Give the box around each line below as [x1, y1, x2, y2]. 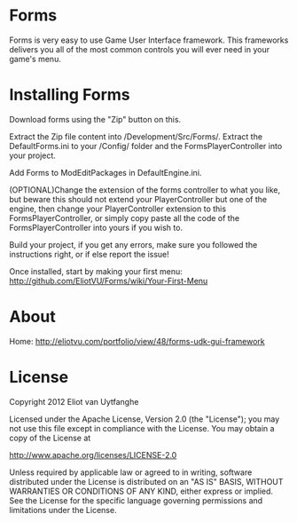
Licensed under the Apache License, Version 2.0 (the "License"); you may [9, 414, 280, 424]
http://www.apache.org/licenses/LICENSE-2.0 [9, 449, 177, 460]
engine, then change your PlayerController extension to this [9, 203, 227, 214]
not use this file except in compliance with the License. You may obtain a [9, 423, 275, 433]
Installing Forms [9, 85, 130, 105]
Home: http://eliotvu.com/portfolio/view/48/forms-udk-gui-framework [9, 336, 265, 346]
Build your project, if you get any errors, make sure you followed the [9, 239, 258, 249]
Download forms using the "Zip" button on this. [9, 114, 182, 124]
